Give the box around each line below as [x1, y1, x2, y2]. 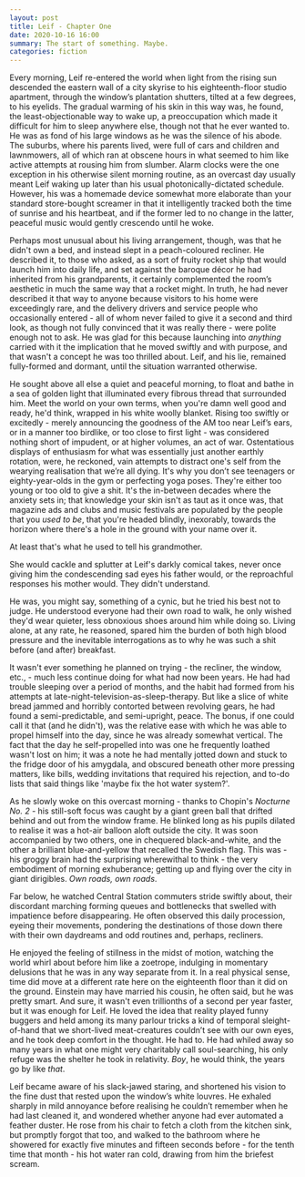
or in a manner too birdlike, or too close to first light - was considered [9, 427, 269, 438]
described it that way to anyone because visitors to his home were [9, 293, 259, 304]
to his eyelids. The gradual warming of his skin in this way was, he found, [9, 101, 284, 112]
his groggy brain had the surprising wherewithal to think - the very [9, 854, 259, 865]
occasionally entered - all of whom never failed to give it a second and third [9, 312, 293, 323]
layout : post [9, 13, 59, 23]
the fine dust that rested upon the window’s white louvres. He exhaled [9, 1090, 271, 1102]
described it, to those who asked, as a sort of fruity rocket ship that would [9, 254, 287, 265]
